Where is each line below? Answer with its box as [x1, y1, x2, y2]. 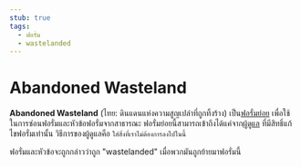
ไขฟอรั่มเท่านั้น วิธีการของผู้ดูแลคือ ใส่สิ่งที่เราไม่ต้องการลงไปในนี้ [9, 128, 187, 139]
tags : [9, 22, 30, 31]
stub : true [9, 13, 51, 23]
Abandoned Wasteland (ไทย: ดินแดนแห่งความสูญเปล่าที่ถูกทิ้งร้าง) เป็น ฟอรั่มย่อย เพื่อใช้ [9, 108, 290, 119]
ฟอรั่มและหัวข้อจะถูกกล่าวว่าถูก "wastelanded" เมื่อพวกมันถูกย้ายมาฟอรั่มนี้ [9, 146, 242, 157]
